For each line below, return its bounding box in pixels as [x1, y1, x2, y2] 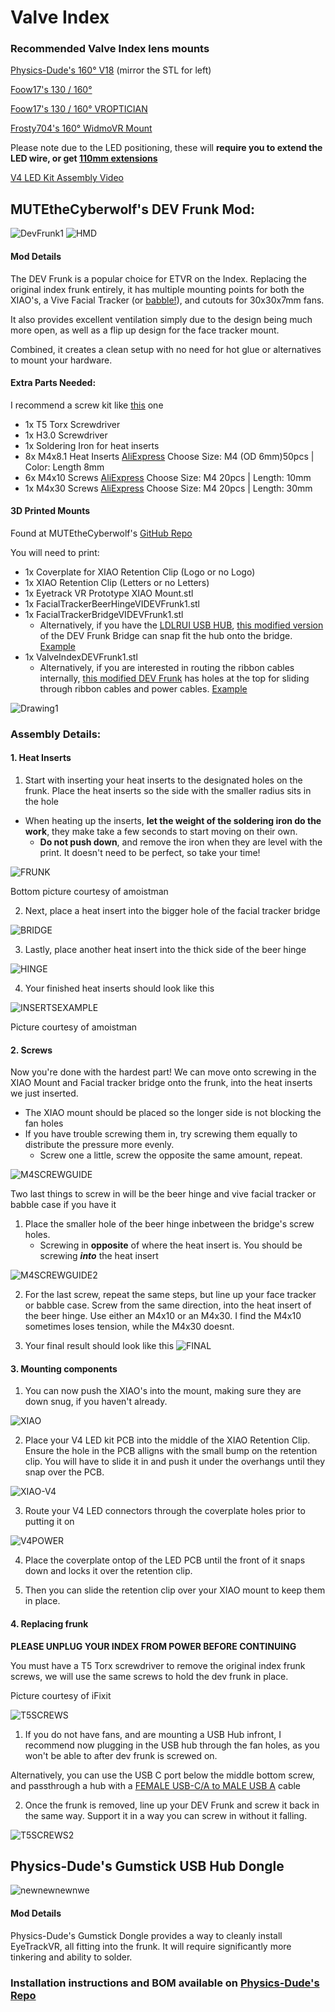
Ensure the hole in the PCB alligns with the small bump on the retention [24, 1445, 318, 1457]
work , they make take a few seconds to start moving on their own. [24, 826, 298, 838]
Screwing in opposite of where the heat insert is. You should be [39, 1239, 303, 1251]
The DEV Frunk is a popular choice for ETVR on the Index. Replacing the [10, 272, 307, 285]
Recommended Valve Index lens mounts [10, 42, 210, 56]
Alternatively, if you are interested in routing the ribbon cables [39, 661, 295, 673]
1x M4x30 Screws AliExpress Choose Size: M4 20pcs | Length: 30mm [24, 482, 313, 494]
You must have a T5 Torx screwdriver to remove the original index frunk [10, 1659, 306, 1671]
